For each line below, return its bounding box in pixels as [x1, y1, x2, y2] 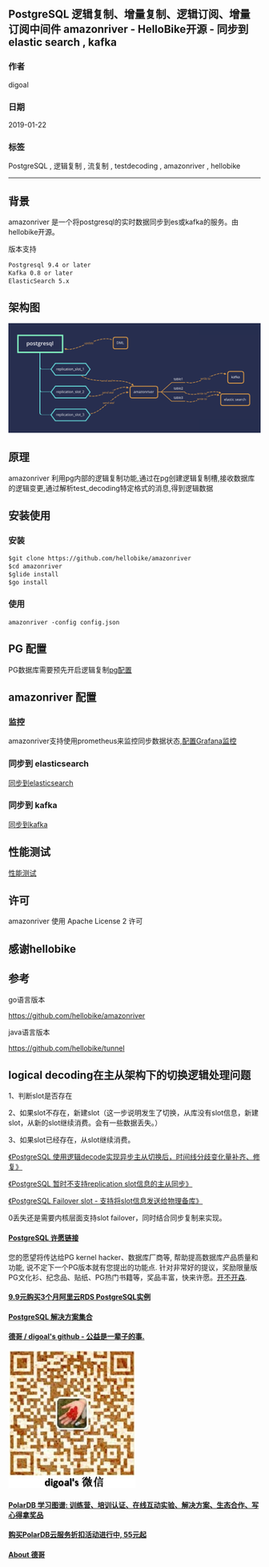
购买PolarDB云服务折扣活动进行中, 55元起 [8, 1530, 147, 1540]
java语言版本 [8, 1027, 50, 1037]
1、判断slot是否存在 [8, 1091, 73, 1101]
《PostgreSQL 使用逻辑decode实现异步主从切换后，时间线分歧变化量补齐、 [8, 1152, 254, 1162]
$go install [8, 579, 48, 587]
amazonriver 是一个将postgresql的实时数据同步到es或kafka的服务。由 [8, 217, 239, 227]
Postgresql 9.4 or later [8, 261, 91, 270]
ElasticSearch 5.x [8, 277, 70, 286]
